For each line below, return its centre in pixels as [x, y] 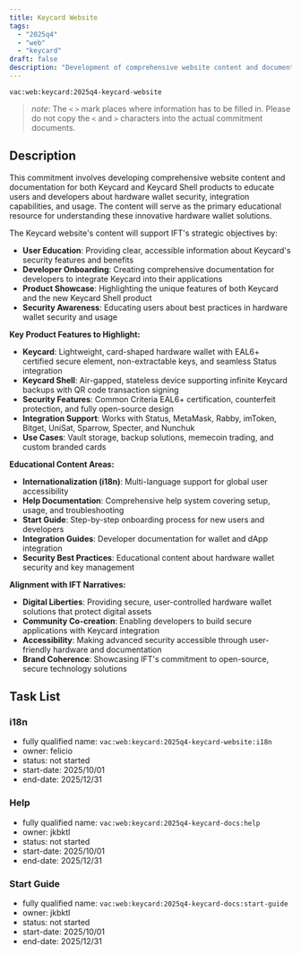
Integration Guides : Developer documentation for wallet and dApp [145, 538]
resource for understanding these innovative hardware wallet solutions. [141, 215]
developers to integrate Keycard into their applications [122, 279]
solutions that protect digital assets [87, 611]
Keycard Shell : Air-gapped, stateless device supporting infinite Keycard [155, 380]
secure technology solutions [74, 668]
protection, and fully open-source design [98, 408]
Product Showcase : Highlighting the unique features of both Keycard [150, 288]
